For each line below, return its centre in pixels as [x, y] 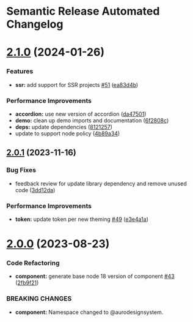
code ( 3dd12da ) [35, 190]
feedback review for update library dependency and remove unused [101, 183]
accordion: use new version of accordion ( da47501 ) [81, 114]
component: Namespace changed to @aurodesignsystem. [89, 312]
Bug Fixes [21, 170]
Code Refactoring [33, 263]
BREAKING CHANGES [39, 299]
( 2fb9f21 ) [27, 283]
